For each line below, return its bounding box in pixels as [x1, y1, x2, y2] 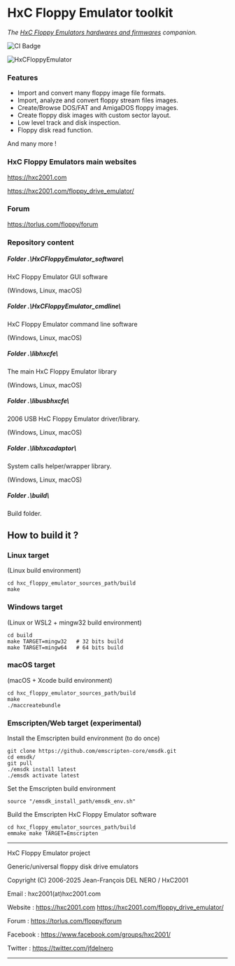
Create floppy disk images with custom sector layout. [17, 111, 171, 120]
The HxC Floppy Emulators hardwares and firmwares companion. [7, 28, 197, 36]
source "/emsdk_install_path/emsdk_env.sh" [7, 798, 136, 805]
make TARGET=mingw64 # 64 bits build [7, 644, 124, 651]
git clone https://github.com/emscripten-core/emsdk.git [7, 748, 177, 755]
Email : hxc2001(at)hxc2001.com [7, 890, 101, 898]
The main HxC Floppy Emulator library [7, 367, 117, 376]
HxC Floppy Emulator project [7, 849, 91, 857]
